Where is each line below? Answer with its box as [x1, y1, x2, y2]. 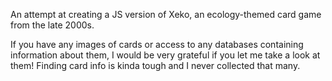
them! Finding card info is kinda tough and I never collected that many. [10, 60, 301, 71]
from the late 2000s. [10, 19, 95, 31]
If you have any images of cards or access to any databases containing [10, 39, 304, 50]
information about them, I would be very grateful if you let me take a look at [10, 49, 321, 61]
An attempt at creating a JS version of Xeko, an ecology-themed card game [10, 9, 322, 20]
